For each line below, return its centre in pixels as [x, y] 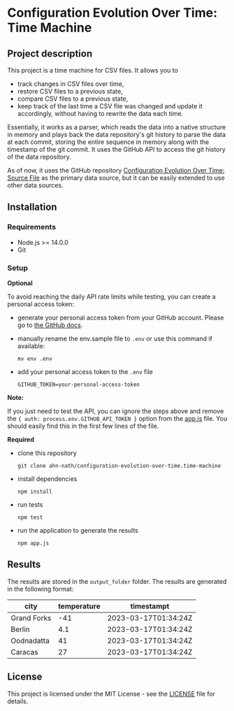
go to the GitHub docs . [50, 325]
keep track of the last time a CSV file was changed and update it [110, 106]
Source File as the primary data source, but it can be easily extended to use [116, 178]
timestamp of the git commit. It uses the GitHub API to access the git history [116, 149]
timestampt [150, 606]
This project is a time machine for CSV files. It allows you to [93, 70]
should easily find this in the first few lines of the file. [83, 426]
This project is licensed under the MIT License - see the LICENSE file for [111, 694]
